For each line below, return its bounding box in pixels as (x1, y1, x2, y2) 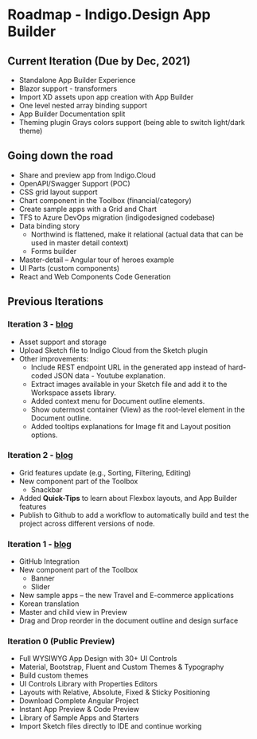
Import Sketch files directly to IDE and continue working (18, 721, 202, 731)
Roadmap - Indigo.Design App (7, 6, 212, 24)
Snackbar (30, 484, 63, 495)
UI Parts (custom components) (18, 263, 120, 272)
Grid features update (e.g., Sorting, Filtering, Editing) (18, 467, 192, 477)
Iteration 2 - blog (7, 450, 73, 461)
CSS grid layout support (18, 187, 98, 197)
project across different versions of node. (18, 518, 156, 528)
